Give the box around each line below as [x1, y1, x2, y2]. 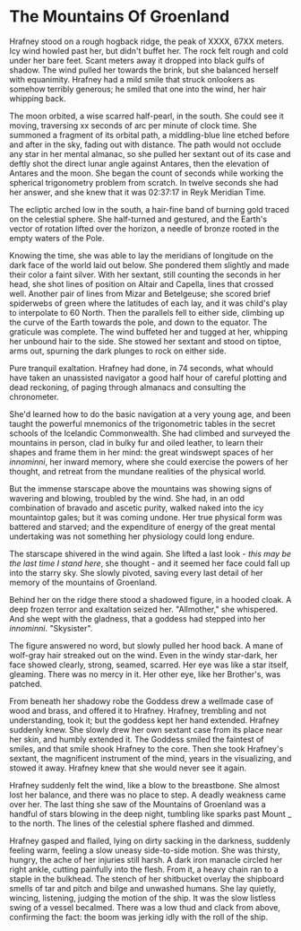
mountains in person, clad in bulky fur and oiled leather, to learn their [9, 437, 264, 448]
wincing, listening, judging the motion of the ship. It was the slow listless [9, 892, 276, 903]
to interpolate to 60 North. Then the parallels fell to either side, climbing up [9, 307, 285, 318]
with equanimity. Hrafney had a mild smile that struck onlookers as [9, 74, 255, 84]
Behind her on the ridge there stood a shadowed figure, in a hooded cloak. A [9, 594, 292, 605]
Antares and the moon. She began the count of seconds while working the [9, 168, 284, 178]
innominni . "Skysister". [9, 622, 93, 633]
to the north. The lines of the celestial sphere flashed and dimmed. [9, 818, 255, 829]
